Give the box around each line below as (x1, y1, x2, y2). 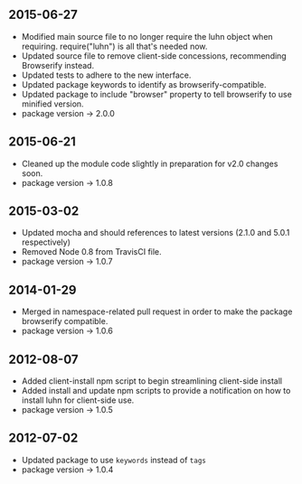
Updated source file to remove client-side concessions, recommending (21, 50, 287, 61)
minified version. (21, 98, 84, 109)
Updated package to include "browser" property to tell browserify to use (21, 88, 293, 99)
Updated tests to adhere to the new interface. (21, 70, 192, 80)
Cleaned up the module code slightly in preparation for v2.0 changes (21, 158, 278, 169)
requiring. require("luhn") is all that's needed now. (21, 41, 208, 51)
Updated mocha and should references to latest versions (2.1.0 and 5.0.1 (21, 228, 290, 238)
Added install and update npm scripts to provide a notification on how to (21, 386, 291, 396)
